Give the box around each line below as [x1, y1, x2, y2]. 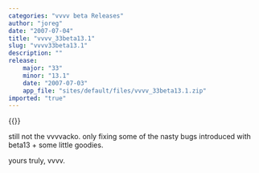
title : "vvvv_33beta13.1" [8, 34, 95, 43]
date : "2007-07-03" [23, 79, 88, 87]
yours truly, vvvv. [8, 156, 66, 166]
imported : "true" [8, 94, 67, 102]
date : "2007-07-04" [8, 27, 74, 35]
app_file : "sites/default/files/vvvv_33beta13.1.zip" [23, 86, 207, 95]
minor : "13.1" [23, 72, 70, 80]
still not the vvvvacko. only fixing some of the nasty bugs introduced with [8, 132, 252, 142]
